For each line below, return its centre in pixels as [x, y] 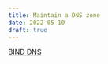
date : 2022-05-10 [37, 23]
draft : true [28, 30]
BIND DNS [25, 52]
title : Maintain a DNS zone [54, 15]
